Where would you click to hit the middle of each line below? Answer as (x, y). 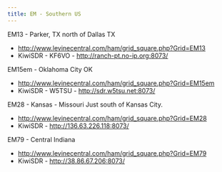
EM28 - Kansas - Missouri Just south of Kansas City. (85, 104)
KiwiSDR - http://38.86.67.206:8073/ (71, 161)
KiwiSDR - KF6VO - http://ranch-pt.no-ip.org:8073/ (93, 55)
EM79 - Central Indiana (41, 139)
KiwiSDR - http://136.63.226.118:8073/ (74, 126)
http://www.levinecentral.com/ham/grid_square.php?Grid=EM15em (116, 83)
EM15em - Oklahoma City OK (50, 69)
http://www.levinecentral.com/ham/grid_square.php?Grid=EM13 (111, 48)
